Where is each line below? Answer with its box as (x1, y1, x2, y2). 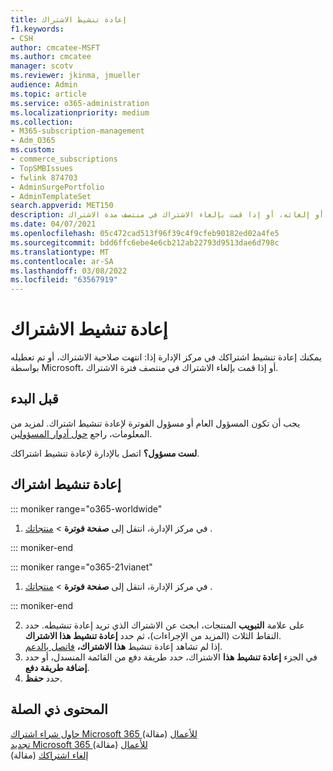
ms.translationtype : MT (10, 247, 110, 257)
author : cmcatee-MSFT (10, 42, 101, 53)
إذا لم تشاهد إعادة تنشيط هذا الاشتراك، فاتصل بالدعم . (24, 640, 223, 652)
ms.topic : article (10, 89, 87, 99)
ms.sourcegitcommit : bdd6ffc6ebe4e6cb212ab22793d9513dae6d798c (10, 237, 280, 248)
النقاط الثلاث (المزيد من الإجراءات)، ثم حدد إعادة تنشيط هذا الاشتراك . (24, 629, 282, 641)
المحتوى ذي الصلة (10, 701, 108, 718)
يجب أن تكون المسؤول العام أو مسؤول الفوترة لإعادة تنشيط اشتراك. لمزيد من (10, 417, 301, 429)
